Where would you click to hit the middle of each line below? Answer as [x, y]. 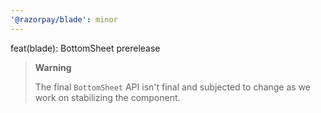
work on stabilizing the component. [107, 97]
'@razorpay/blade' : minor [64, 19]
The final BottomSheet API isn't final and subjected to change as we [173, 87]
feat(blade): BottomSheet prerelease [85, 48]
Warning [53, 67]
